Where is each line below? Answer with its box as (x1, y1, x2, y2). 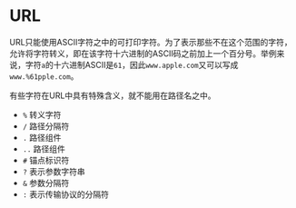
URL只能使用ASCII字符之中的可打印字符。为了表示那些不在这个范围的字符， (9, 36, 292, 47)
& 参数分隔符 (22, 177, 70, 188)
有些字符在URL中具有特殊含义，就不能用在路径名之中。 (9, 90, 216, 101)
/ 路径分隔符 (22, 120, 70, 132)
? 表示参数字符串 (22, 165, 85, 177)
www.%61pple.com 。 (9, 70, 79, 82)
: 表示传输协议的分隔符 (22, 188, 109, 200)
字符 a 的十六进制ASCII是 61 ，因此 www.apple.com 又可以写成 (25, 59, 239, 70)
